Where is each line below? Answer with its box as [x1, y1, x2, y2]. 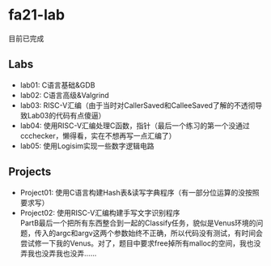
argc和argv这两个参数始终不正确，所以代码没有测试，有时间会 [55, 228, 263, 238]
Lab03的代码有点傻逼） [27, 110, 106, 120]
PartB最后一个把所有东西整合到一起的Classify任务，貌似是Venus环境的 [19, 217, 256, 228]
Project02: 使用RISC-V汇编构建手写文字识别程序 [19, 208, 180, 217]
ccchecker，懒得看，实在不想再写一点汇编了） [19, 131, 176, 140]
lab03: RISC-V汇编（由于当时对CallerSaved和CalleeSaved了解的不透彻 [19, 100, 256, 110]
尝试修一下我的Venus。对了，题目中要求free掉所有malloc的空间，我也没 [19, 238, 261, 248]
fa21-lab [8, 6, 66, 24]
